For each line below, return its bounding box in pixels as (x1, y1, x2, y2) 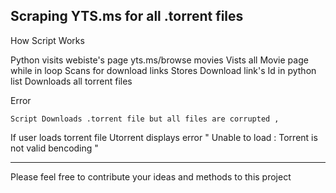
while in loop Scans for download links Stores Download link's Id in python (10, 64, 317, 76)
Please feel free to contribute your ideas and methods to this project (10, 170, 292, 183)
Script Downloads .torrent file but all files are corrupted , (10, 114, 280, 124)
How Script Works (10, 34, 85, 46)
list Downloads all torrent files (10, 75, 133, 87)
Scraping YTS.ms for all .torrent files (10, 8, 244, 25)
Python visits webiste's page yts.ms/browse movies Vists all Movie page (10, 54, 309, 66)
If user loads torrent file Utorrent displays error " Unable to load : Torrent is (10, 131, 318, 143)
